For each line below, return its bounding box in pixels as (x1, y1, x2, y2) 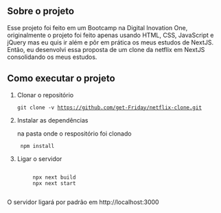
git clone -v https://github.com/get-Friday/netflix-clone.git (16, 104, 202, 111)
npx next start (32, 179, 76, 187)
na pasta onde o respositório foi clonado (16, 129, 132, 138)
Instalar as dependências (16, 116, 89, 124)
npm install (20, 142, 55, 149)
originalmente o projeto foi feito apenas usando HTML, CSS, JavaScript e (7, 31, 214, 39)
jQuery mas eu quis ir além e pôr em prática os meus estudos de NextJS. (7, 38, 214, 47)
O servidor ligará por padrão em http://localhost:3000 (7, 198, 159, 206)
